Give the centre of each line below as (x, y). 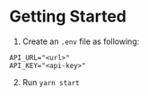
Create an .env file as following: (81, 41)
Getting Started (68, 17)
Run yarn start (51, 82)
